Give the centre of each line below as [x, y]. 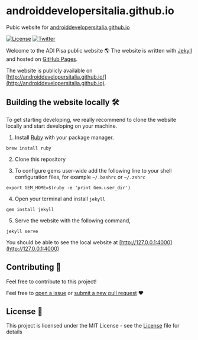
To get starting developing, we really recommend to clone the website [91, 119]
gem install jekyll [30, 209]
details [14, 332]
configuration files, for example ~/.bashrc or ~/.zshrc [80, 177]
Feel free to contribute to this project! [51, 281]
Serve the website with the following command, [73, 221]
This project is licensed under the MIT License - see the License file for [93, 326]
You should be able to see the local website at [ [64, 242]
